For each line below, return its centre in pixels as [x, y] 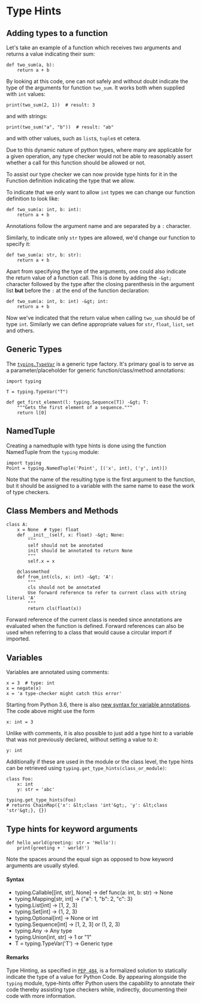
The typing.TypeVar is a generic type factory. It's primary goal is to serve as [100, 363]
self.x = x [41, 561]
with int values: [26, 94]
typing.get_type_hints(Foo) [41, 800]
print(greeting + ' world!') [53, 848]
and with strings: [27, 116]
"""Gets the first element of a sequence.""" [75, 407]
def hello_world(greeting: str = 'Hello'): [61, 843]
